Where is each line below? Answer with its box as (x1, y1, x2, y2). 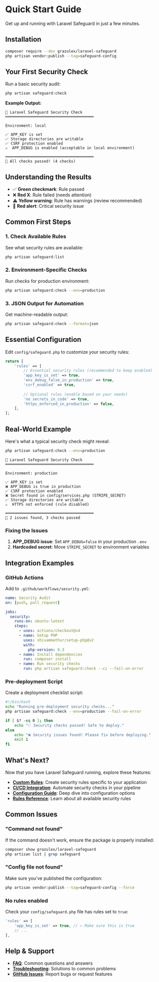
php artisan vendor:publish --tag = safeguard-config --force (5, 885, 135, 890)
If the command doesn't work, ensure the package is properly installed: (5, 837, 154, 843)
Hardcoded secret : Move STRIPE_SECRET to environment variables (12, 544, 149, 550)
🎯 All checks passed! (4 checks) (5, 159, 76, 164)
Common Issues (5, 810, 58, 819)
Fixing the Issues (5, 527, 48, 534)
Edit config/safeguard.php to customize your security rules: (5, 349, 130, 355)
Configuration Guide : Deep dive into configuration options (12, 790, 135, 796)
